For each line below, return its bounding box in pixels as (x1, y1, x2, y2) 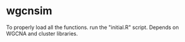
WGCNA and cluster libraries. (6, 30, 78, 37)
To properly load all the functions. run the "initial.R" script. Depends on (6, 24, 179, 31)
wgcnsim (6, 4, 52, 18)
